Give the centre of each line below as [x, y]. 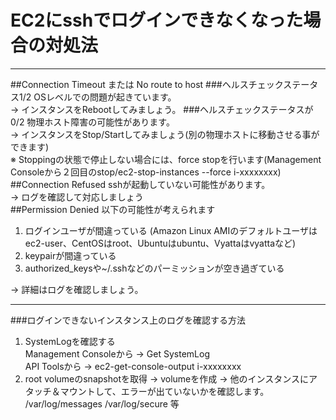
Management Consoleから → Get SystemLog [117, 353]
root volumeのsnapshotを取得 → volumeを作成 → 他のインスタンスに [166, 378]
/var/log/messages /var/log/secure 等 [102, 403]
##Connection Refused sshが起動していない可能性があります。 [140, 184]
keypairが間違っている [70, 255]
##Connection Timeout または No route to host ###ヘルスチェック [147, 84]
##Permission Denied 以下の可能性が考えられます [113, 209]
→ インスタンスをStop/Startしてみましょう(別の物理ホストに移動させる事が [165, 134]
